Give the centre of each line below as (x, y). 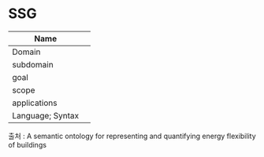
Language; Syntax (46, 115)
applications (35, 103)
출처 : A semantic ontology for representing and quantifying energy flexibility (132, 136)
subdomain (33, 64)
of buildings (28, 144)
